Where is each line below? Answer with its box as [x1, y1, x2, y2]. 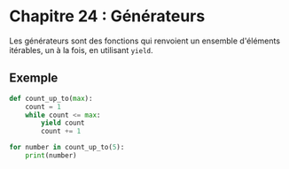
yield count [41, 119, 86, 127]
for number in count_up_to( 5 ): [9, 143, 125, 152]
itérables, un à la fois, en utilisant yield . [9, 44, 153, 55]
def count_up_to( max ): [9, 94, 93, 103]
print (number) [25, 151, 77, 160]
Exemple [9, 71, 59, 86]
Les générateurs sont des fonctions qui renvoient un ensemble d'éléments [9, 35, 281, 46]
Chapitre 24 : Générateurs [9, 6, 206, 27]
